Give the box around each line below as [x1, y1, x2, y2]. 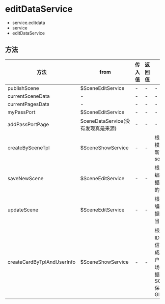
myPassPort [7, 109, 36, 115]
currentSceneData [7, 92, 50, 99]
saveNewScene [7, 175, 44, 182]
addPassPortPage [7, 121, 49, 128]
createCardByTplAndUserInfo [7, 258, 76, 265]
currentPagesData [7, 101, 50, 108]
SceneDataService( [80, 117, 125, 124]
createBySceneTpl [7, 144, 50, 151]
